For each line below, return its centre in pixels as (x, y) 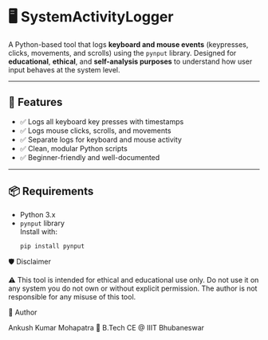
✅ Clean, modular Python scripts (73, 148)
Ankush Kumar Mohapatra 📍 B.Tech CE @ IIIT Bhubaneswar (106, 328)
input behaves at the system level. (65, 69)
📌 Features (35, 102)
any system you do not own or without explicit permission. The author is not (133, 288)
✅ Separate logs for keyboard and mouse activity (100, 139)
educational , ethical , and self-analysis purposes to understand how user (130, 61)
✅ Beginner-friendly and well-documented (90, 157)
